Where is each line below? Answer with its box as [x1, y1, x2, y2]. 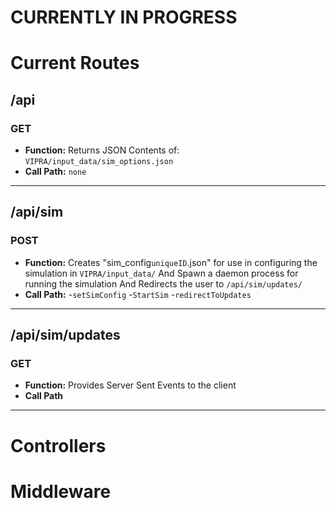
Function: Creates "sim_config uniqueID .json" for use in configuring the [24, 256, 318, 268]
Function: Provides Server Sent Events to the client [24, 379, 237, 391]
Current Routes [10, 52, 140, 75]
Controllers [10, 434, 107, 457]
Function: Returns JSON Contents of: [24, 144, 180, 156]
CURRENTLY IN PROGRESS [10, 6, 238, 29]
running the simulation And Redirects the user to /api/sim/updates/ [24, 277, 303, 290]
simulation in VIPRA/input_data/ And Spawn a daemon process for [24, 267, 299, 279]
